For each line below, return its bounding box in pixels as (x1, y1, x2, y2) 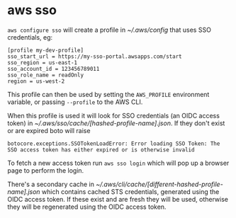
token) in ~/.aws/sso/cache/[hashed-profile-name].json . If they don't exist (7, 119, 225, 127)
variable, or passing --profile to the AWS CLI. (7, 98, 143, 106)
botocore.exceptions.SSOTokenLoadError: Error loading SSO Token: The (7, 140, 220, 147)
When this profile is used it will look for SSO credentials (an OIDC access (7, 111, 220, 120)
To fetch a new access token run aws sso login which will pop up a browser (7, 159, 230, 167)
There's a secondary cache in (7, 180, 94, 188)
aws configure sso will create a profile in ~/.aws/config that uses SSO (7, 25, 211, 34)
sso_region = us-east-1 (7, 59, 78, 66)
